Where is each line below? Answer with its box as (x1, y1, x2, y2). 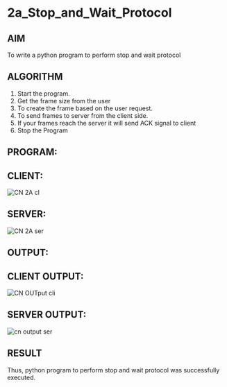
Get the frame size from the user (17, 96, 111, 105)
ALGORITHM (7, 71, 63, 83)
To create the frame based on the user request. (17, 104, 153, 112)
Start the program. (17, 89, 71, 98)
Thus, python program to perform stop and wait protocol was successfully (7, 365, 220, 374)
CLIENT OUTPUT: (7, 270, 84, 282)
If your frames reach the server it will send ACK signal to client (17, 119, 196, 127)
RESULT (7, 347, 42, 359)
